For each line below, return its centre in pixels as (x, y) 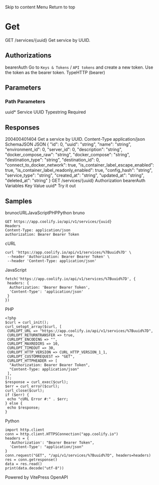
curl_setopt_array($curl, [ (34, 327)
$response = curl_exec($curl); (37, 382)
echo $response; (24, 408)
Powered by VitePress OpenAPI (36, 477)
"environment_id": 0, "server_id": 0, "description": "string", (64, 149)
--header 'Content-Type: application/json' (52, 261)
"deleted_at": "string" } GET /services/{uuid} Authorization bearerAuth (75, 181)
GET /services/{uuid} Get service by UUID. (48, 40)
